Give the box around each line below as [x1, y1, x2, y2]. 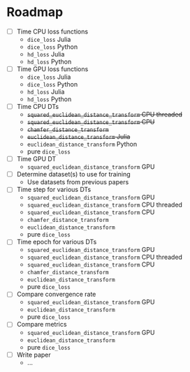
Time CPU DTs [16, 103, 59, 111]
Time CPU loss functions [16, 27, 89, 36]
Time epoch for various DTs [16, 238, 97, 246]
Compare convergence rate [16, 290, 96, 299]
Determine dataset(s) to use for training [16, 170, 131, 179]
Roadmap [6, 4, 64, 20]
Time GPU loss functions [16, 65, 89, 73]
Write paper [16, 350, 52, 359]
